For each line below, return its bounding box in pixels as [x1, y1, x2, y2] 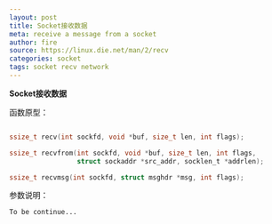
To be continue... [9, 208, 77, 217]
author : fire [9, 37, 58, 47]
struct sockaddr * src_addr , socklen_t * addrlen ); [76, 156, 265, 165]
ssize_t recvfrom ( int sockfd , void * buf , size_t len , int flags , [9, 148, 257, 157]
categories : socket [9, 54, 82, 63]
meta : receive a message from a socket [9, 29, 157, 38]
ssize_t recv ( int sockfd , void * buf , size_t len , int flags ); [9, 132, 244, 141]
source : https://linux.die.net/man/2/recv [9, 46, 169, 55]
